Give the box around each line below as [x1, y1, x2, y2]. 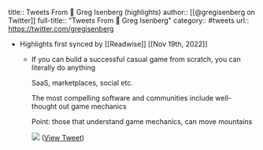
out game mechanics [58, 102, 128, 111]
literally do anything [31, 63, 96, 72]
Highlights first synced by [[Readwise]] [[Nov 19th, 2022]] [19, 39, 208, 49]
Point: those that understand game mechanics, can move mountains [31, 117, 253, 126]
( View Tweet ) [41, 134, 85, 142]
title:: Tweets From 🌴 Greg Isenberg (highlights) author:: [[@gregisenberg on [8, 8, 256, 16]
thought [31, 102, 57, 111]
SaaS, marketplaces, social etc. [31, 79, 134, 87]
